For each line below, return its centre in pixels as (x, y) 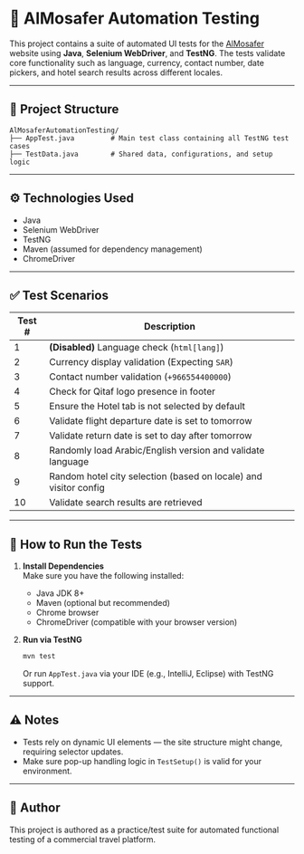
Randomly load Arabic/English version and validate (157, 450)
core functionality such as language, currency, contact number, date (137, 62)
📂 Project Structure (64, 109)
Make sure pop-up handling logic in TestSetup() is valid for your (142, 761)
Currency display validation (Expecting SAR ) (141, 362)
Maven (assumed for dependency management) (113, 249)
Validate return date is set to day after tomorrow (151, 436)
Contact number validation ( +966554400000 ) (141, 377)
